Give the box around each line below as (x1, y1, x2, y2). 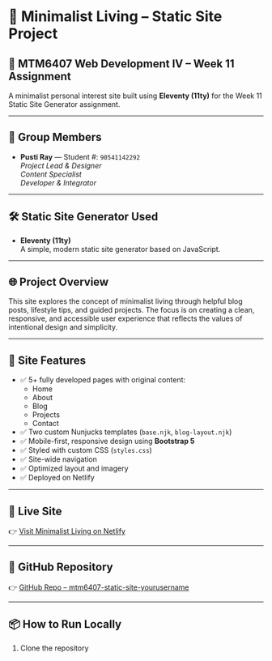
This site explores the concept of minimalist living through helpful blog (8, 296, 243, 306)
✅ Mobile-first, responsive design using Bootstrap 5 (19, 437, 195, 446)
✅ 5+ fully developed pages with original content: (19, 375, 186, 385)
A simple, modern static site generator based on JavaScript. (19, 244, 221, 254)
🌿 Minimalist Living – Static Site (8, 7, 223, 26)
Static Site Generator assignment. (8, 100, 121, 109)
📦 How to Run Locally (8, 617, 122, 631)
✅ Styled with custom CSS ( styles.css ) (19, 446, 152, 455)
